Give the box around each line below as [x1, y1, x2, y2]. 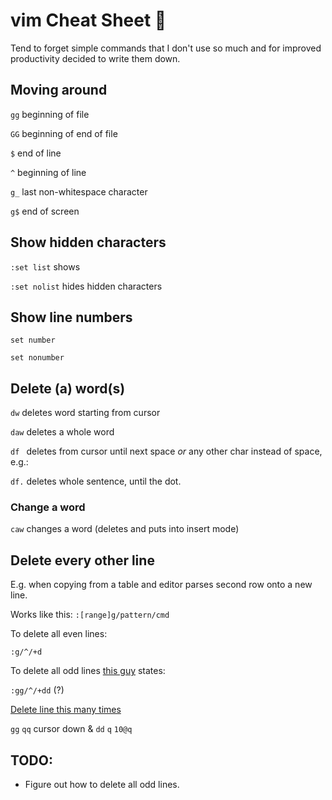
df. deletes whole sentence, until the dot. [10, 475, 182, 488]
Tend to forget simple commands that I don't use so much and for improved [10, 42, 322, 54]
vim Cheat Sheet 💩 [10, 9, 167, 32]
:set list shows [10, 260, 81, 273]
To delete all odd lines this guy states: [10, 665, 166, 677]
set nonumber [10, 353, 65, 363]
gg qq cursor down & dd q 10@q [10, 723, 133, 735]
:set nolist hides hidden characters [10, 280, 163, 292]
